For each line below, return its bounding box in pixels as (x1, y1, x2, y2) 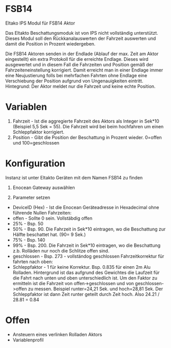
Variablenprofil (12, 337, 44, 343)
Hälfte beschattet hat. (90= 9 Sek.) (12, 231, 86, 238)
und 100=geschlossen (12, 140, 60, 146)
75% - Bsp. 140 (12, 237, 45, 243)
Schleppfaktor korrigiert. (12, 129, 65, 135)
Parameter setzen (12, 194, 51, 200)
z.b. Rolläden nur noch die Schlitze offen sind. (12, 247, 110, 253)
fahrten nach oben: (12, 259, 53, 265)
